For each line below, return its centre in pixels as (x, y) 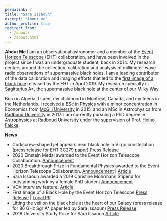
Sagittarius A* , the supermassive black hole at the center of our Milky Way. (82, 89)
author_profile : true (28, 24)
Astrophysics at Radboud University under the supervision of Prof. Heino (80, 120)
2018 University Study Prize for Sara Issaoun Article (65, 213)
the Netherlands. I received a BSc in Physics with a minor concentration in (81, 104)
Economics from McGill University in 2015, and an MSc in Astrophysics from (83, 109)
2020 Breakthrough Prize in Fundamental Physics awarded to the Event (86, 166)
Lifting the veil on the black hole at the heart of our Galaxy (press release (87, 203)
